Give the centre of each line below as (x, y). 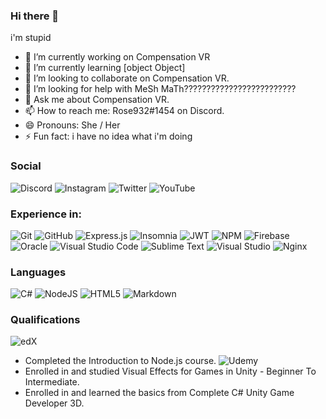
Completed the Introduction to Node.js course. (120, 361)
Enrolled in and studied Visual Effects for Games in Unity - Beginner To (170, 371)
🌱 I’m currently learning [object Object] (105, 68)
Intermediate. (52, 382)
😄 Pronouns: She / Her (72, 125)
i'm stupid (31, 38)
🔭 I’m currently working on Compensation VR (117, 57)
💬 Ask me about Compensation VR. (97, 100)
